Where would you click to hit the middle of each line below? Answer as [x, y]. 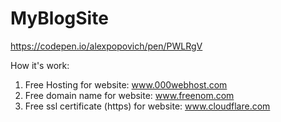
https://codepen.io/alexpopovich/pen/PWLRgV [106, 46]
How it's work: [40, 65]
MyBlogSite [59, 18]
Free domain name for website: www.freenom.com [129, 95]
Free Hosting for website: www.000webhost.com [126, 84]
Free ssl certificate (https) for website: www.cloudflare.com [147, 106]
